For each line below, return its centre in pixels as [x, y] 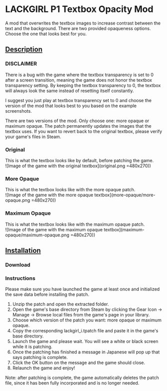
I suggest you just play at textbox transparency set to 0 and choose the [78, 100]
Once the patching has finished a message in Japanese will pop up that [86, 352]
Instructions [20, 278]
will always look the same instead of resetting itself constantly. [69, 91]
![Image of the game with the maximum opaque [54, 229]
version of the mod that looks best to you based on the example [71, 106]
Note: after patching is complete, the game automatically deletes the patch [82, 378]
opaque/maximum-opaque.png [37, 235]
